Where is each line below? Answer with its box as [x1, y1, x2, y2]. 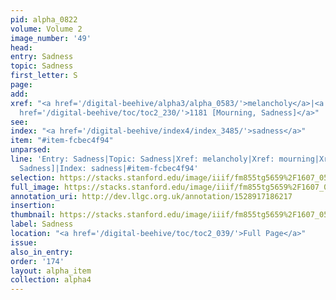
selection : [10, 172, 56, 183]
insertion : [10, 201, 56, 211]
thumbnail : [10, 210, 56, 220]
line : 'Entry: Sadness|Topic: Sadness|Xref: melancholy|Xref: [10, 154, 275, 164]
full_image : [10, 182, 60, 192]
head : [10, 42, 33, 53]
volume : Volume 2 [10, 24, 83, 34]
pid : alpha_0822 [10, 14, 78, 25]
